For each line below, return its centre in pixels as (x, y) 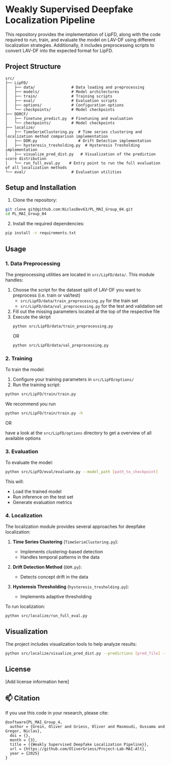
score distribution (26, 159)
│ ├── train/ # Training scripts (59, 96)
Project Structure (33, 67)
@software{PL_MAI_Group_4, (34, 722)
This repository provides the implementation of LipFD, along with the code (83, 34)
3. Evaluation (22, 451)
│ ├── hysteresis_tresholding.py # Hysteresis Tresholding (73, 145)
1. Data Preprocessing (33, 263)
